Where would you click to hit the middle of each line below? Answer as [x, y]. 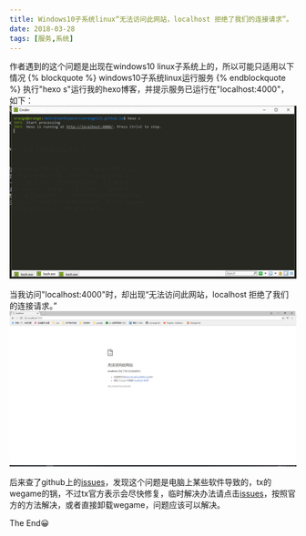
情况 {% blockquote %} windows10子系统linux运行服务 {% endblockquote [148, 78]
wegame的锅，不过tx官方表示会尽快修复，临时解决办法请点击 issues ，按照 [149, 494]
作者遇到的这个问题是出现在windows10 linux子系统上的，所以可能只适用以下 [152, 66]
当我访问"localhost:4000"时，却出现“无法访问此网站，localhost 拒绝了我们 [149, 294]
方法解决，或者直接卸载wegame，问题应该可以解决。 [125, 505]
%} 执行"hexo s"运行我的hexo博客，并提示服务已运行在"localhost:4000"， [149, 89]
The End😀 [30, 523]
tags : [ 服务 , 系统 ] [42, 38]
